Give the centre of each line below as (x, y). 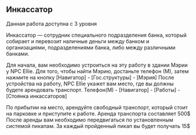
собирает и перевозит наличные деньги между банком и (78, 41)
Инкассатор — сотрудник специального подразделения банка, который (97, 35)
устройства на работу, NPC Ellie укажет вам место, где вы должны (90, 84)
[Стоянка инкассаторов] (37, 96)
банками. (18, 53)
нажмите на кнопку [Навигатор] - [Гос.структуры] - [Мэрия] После (90, 77)
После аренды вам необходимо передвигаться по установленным (90, 120)
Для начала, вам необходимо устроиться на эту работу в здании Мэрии (97, 65)
